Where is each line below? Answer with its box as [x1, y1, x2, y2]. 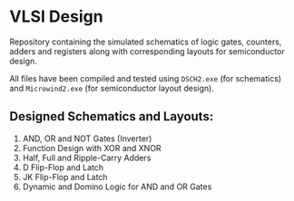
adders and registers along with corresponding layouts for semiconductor [9, 45, 286, 56]
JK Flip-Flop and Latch [22, 171, 108, 182]
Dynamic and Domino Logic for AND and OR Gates [22, 181, 212, 192]
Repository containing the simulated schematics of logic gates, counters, [9, 36, 282, 47]
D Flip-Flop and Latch [22, 161, 104, 173]
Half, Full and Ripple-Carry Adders [22, 152, 152, 163]
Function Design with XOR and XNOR [22, 142, 162, 153]
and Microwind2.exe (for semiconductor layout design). [9, 82, 215, 93]
